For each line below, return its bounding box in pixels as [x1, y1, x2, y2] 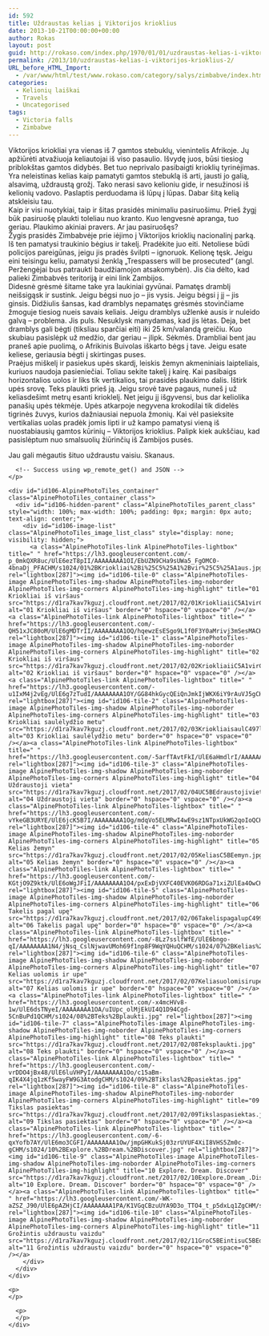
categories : [8, 78, 48, 87]
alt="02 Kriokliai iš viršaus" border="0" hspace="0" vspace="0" [8, 669, 231, 677]
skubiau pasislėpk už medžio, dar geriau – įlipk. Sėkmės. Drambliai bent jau [8, 332, 256, 342]
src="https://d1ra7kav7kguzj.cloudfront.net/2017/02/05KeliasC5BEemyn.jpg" [8, 851, 267, 859]
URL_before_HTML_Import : [8, 64, 91, 72]
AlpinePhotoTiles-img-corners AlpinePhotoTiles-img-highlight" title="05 [8, 837, 260, 845]
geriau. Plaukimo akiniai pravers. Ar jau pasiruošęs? [8, 222, 179, 231]
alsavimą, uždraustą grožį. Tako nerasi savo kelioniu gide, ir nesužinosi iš [8, 179, 250, 189]
